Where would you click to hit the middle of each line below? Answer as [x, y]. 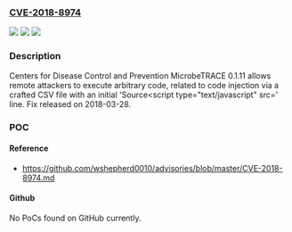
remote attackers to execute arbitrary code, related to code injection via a [144, 85]
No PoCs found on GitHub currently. [75, 218]
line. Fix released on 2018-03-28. [70, 104]
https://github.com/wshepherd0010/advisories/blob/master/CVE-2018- [152, 168]
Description [35, 56]
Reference [29, 148]
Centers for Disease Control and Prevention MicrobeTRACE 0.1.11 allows [140, 75]
